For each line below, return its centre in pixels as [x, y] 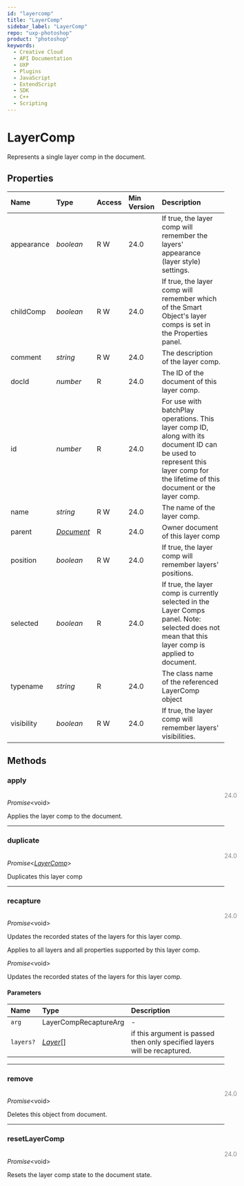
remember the [185, 236]
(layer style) [181, 261]
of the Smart [182, 307]
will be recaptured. [161, 1051]
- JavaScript [32, 78]
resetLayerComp [36, 1139]
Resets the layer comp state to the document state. [80, 1174]
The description [187, 353]
